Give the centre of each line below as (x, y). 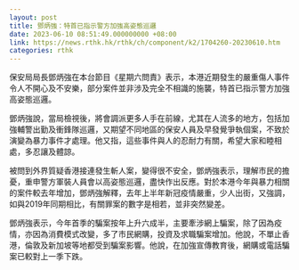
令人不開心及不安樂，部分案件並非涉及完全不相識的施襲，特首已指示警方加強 (149, 88)
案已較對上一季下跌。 (48, 257)
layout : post (33, 17)
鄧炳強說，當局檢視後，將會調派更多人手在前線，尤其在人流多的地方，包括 (145, 119)
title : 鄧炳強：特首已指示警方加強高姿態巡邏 (83, 26)
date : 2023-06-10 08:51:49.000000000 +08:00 (93, 34)
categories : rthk (41, 51)
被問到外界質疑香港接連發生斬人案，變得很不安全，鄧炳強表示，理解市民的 (145, 171)
